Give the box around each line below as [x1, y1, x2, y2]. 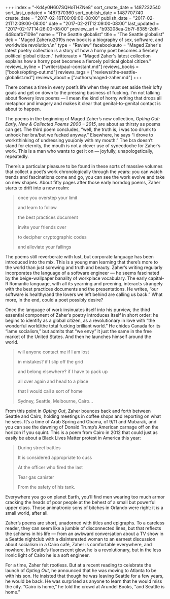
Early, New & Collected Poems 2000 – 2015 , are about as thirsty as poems [5, 121, 161, 127]
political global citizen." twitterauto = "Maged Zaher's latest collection [5, 53, 151, 59]
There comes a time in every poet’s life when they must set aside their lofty [5, 84, 162, 90]
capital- [148, 275, 164, 281]
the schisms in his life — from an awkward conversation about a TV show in [5, 530, 164, 537]
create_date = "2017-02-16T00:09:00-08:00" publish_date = [5, 15, 132, 21]
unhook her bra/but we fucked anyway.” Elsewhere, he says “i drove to [5, 132, 153, 138]
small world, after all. [5, 510, 49, 516]
